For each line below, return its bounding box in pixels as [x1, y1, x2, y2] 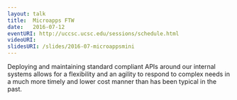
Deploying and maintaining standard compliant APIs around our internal [7, 63, 216, 70]
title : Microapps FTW [7, 17, 75, 24]
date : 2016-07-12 [7, 23, 65, 30]
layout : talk [7, 10, 46, 18]
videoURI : [7, 37, 37, 44]
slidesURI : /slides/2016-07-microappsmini [7, 43, 135, 50]
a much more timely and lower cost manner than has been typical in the [7, 77, 217, 85]
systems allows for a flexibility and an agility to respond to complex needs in [7, 70, 231, 78]
